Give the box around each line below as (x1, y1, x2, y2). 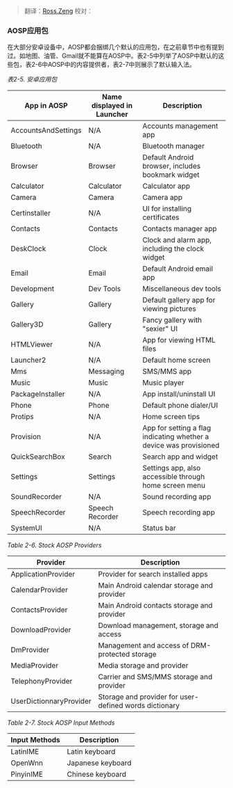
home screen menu (141, 480, 206, 490)
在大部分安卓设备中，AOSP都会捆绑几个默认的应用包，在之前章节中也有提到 (7, 43, 224, 52)
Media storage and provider (98, 661, 189, 670)
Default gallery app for (141, 295, 216, 305)
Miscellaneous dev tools (141, 284, 222, 294)
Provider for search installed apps (98, 569, 208, 579)
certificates (141, 212, 180, 222)
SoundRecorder (10, 492, 62, 502)
